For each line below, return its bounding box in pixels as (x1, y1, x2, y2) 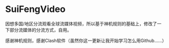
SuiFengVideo (5, 3, 66, 15)
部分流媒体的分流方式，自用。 (9, 26, 72, 33)
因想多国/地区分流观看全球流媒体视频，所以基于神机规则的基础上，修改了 (5, 20, 157, 26)
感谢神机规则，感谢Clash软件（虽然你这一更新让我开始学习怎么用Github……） (5, 37, 166, 43)
